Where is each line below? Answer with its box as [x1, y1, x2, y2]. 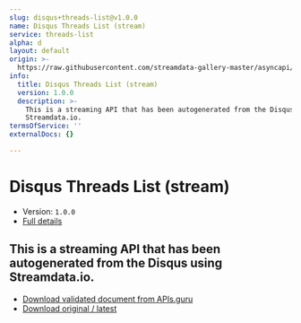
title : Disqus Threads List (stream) [17, 80, 159, 89]
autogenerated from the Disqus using [9, 256, 222, 271]
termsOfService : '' [9, 122, 82, 131]
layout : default [9, 47, 70, 56]
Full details [21, 215, 63, 226]
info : [9, 72, 30, 81]
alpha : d [9, 38, 42, 48]
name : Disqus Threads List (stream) [9, 22, 146, 31]
